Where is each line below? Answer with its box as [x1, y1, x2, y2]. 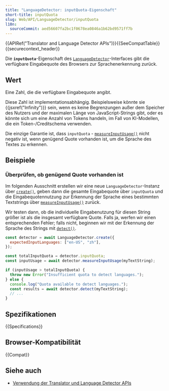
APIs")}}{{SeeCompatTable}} [99, 40, 160, 46]
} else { [5, 277, 24, 282]
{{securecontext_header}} [5, 46, 60, 52]
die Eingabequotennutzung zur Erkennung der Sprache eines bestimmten [5, 194, 159, 200]
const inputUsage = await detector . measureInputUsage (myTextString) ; [5, 258, 156, 263]
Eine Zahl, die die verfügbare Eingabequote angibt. [5, 89, 112, 95]
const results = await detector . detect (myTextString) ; [10, 286, 128, 291]
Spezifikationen [5, 310, 57, 318]
